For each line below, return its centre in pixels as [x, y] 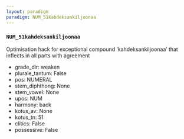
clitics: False [30, 123]
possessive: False [36, 130]
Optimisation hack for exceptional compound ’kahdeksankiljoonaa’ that [92, 49]
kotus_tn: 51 [29, 117]
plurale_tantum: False [40, 73]
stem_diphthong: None [42, 86]
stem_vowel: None [37, 92]
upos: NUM [29, 98]
